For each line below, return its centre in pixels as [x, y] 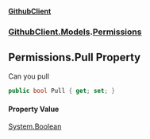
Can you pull [29, 76]
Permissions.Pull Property [75, 57]
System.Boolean [35, 126]
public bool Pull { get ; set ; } [62, 91]
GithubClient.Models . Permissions [75, 32]
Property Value [34, 109]
